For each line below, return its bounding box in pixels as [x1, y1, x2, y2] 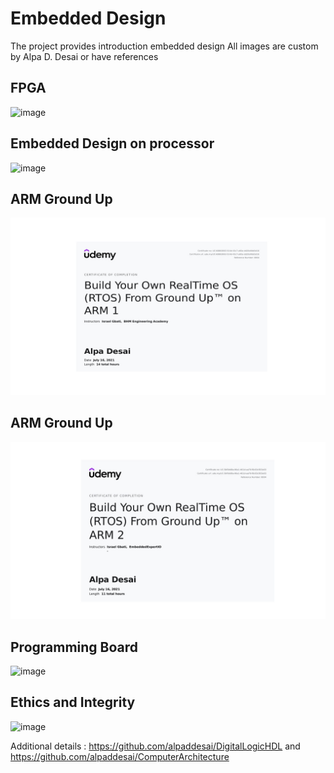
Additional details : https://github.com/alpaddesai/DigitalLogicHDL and [10, 740, 301, 752]
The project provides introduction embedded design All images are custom [10, 40, 319, 52]
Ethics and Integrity [10, 694, 136, 711]
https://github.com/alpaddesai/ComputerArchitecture [10, 750, 230, 762]
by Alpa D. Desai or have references [10, 50, 159, 62]
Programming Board [10, 638, 139, 656]
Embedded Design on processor [10, 135, 215, 152]
